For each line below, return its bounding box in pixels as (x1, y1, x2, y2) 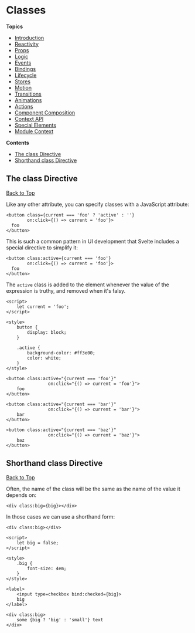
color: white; (27, 355, 61, 361)
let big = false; (16, 540, 59, 546)
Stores (14, 77, 31, 85)
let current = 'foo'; (16, 303, 69, 310)
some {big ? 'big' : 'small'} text (16, 617, 104, 622)
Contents (6, 139, 29, 146)
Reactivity (14, 40, 39, 48)
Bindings (14, 65, 36, 72)
